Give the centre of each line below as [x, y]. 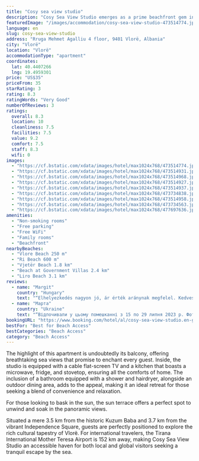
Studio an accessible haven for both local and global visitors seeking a [92, 446]
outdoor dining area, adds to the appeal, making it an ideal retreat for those [98, 385]
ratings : [17, 111]
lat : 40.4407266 [31, 67]
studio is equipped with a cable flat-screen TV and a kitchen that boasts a [96, 366]
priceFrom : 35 [24, 84]
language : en [22, 28]
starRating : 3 [24, 89]
